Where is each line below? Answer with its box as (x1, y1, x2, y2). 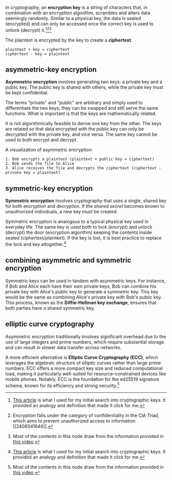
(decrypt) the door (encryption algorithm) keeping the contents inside (5, 229, 152, 235)
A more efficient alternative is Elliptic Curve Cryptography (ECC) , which (5, 354, 158, 361)
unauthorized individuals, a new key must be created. (5, 209, 118, 215)
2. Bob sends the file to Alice (5, 161, 74, 166)
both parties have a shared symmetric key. (5, 305, 95, 311)
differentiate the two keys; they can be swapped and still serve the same (5, 105, 159, 111)
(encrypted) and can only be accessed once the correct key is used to (5, 21, 154, 27)
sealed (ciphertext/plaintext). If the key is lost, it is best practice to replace (5, 235, 162, 241)
